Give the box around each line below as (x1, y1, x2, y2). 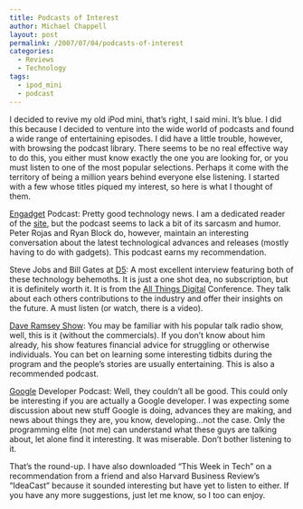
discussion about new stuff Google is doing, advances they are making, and (9, 404, 292, 416)
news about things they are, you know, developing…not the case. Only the (9, 414, 286, 425)
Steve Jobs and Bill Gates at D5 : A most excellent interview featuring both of (9, 264, 294, 275)
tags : (9, 72, 30, 81)
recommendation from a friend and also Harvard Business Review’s (9, 470, 260, 481)
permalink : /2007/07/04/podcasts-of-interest (9, 38, 184, 48)
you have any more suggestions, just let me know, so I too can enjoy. (9, 489, 266, 500)
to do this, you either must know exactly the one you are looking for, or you (9, 152, 289, 163)
